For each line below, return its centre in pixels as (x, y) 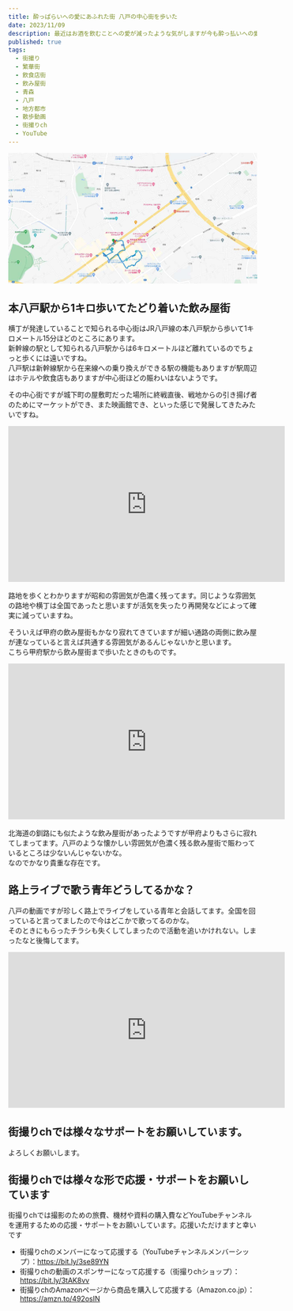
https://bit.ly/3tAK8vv (54, 1281)
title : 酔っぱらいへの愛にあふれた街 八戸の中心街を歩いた (93, 17)
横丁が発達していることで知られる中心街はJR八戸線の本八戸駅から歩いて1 (128, 328)
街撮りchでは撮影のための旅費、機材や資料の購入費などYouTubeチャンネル (130, 1215)
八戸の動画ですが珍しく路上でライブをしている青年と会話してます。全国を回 (132, 910)
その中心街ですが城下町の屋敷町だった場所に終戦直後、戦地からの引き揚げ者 (133, 394)
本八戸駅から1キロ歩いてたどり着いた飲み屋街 (119, 308)
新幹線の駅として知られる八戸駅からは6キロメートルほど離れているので (124, 348)
